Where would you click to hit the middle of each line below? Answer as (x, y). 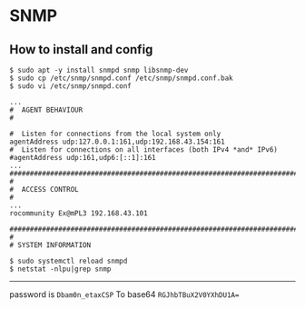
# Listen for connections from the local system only (115, 134)
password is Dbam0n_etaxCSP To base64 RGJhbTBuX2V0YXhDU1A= (124, 294)
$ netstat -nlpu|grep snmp (60, 269)
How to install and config (81, 50)
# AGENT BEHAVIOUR (46, 110)
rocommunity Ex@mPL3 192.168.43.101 (79, 214)
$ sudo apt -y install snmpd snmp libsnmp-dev (99, 70)
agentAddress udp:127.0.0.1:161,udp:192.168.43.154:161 (117, 142)
